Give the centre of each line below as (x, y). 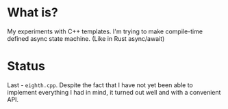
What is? (33, 13)
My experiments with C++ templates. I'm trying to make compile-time (105, 31)
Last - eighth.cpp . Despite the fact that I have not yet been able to (100, 85)
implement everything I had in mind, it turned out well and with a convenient (114, 92)
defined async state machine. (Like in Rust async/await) (86, 38)
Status (26, 66)
